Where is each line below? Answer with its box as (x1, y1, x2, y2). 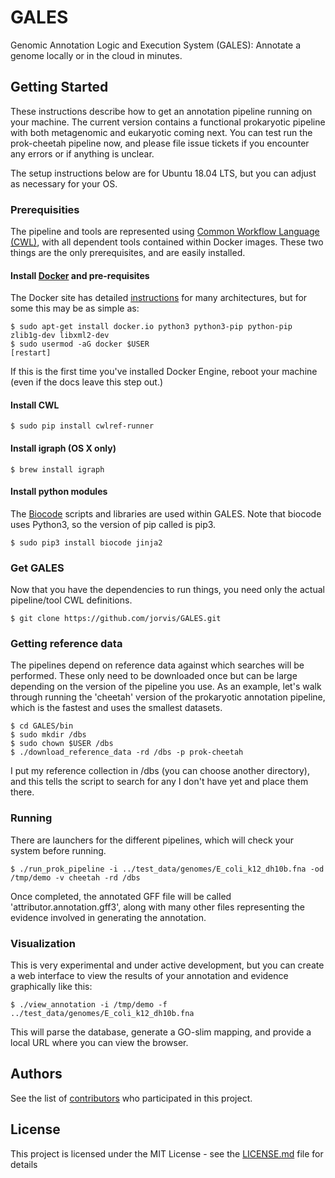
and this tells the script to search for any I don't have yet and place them (10, 776, 309, 788)
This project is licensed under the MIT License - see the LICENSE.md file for (10, 1147, 324, 1160)
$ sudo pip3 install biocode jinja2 (10, 537, 163, 548)
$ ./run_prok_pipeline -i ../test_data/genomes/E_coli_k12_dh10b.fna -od (10, 864, 325, 874)
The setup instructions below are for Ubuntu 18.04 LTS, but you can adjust (10, 167, 317, 179)
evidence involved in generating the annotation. (10, 911, 207, 923)
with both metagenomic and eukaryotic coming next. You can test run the (10, 126, 313, 138)
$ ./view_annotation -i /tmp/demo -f (10, 1000, 168, 1010)
